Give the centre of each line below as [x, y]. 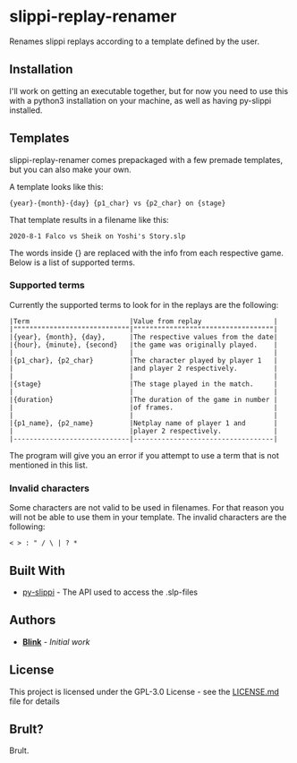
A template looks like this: [56, 186]
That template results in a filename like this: [89, 219]
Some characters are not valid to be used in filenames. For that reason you [147, 508]
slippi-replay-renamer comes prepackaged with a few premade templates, [146, 159]
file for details [34, 701]
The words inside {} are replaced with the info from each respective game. [147, 253]
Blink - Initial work [56, 641]
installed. [26, 110]
